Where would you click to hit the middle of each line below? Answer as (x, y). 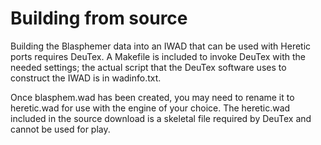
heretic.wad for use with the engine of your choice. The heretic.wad (150, 108)
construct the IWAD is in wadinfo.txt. (86, 78)
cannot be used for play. (60, 129)
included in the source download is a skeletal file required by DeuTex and (161, 118)
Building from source (99, 18)
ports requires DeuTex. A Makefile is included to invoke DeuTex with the (158, 56)
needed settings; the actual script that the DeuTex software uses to (148, 67)
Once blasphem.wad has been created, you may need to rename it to (152, 97)
